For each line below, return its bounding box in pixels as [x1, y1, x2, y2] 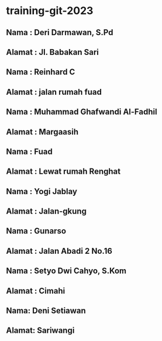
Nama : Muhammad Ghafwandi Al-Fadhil [6, 107, 157, 117]
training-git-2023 [6, 4, 94, 18]
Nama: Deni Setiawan [6, 306, 86, 316]
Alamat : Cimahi [6, 285, 66, 296]
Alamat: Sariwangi [6, 326, 75, 336]
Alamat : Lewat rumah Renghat [6, 167, 121, 177]
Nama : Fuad [6, 146, 53, 156]
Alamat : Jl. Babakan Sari [6, 47, 99, 57]
